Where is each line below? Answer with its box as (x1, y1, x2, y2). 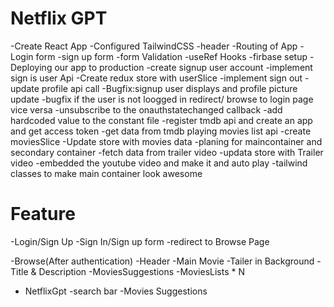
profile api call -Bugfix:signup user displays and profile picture (41, 82, 298, 94)
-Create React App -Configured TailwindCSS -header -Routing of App (10, 40, 298, 52)
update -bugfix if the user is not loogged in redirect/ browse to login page (10, 93, 314, 105)
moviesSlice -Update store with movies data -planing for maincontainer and (10, 135, 323, 147)
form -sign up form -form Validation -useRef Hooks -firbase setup (35, 50, 308, 62)
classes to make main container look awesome (10, 167, 203, 179)
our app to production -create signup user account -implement (54, 61, 313, 73)
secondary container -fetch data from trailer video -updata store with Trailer (10, 146, 324, 158)
